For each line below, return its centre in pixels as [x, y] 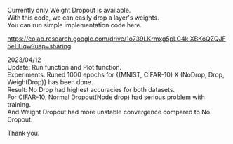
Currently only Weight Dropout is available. [69, 10]
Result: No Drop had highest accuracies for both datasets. [91, 90]
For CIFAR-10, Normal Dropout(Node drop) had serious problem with [106, 97]
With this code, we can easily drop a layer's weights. [83, 18]
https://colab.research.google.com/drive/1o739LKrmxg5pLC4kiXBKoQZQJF [117, 39]
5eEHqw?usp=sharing [39, 46]
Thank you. [24, 133]
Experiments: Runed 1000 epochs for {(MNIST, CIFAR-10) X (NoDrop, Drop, [116, 74]
